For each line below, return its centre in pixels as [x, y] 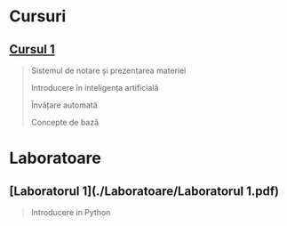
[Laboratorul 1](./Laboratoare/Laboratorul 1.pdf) [144, 191]
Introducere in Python [71, 212]
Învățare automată [64, 105]
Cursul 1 [32, 49]
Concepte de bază [65, 122]
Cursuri [38, 16]
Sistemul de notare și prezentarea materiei [108, 70]
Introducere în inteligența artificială [95, 88]
